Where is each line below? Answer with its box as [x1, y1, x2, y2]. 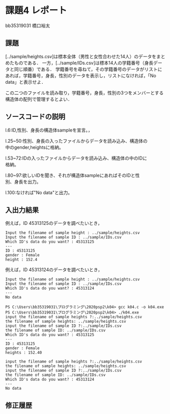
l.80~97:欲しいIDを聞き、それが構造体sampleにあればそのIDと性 [5, 172, 140, 178]
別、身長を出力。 [5, 178, 41, 185]
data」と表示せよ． [5, 79, 46, 85]
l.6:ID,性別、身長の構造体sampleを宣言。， [5, 127, 93, 133]
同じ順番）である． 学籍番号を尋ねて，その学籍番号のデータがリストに [14, 66, 162, 72]
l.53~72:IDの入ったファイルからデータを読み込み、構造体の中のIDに [5, 155, 148, 161]
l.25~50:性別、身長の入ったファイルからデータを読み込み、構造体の [5, 138, 148, 144]
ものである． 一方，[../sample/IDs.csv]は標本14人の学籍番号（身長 [14, 60, 154, 66]
